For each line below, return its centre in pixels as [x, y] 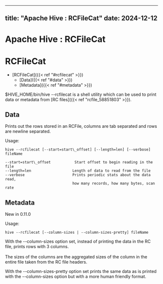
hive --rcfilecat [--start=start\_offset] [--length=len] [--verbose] [78, 150]
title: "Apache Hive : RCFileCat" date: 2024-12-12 [81, 18]
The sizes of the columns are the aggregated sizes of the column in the [76, 257]
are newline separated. [28, 132]
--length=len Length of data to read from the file [78, 171]
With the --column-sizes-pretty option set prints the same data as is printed [81, 271]
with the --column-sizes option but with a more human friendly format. [76, 277]
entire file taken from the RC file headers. [46, 262]
